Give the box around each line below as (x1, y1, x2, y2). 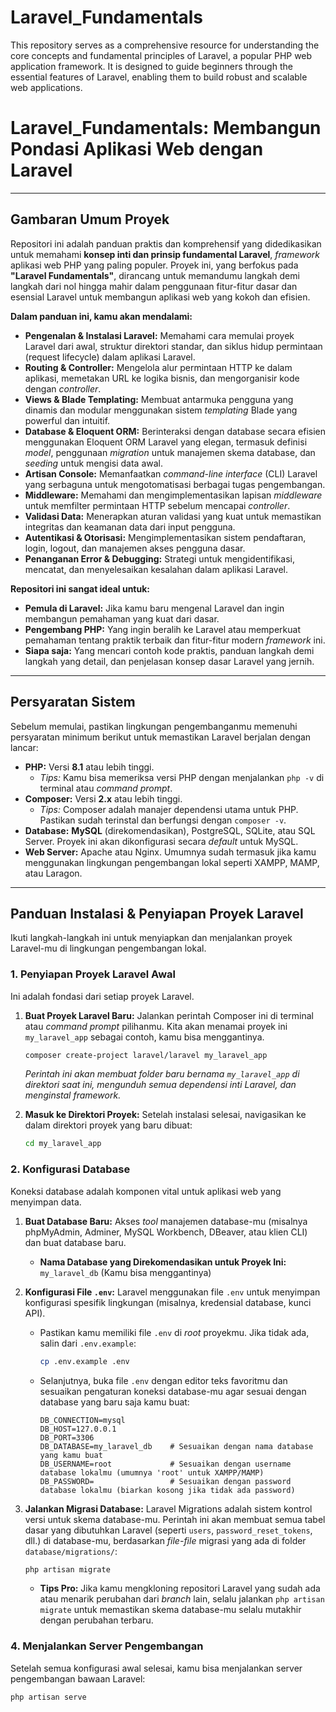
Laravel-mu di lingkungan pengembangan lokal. (10, 942, 207, 955)
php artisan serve (10, 1692, 87, 1702)
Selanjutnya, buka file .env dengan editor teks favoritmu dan (39, 1374, 288, 1386)
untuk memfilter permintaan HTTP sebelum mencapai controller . (24, 499, 291, 511)
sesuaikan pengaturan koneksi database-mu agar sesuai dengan (39, 1385, 307, 1397)
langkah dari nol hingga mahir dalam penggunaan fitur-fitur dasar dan (10, 280, 298, 292)
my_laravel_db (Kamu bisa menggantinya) (39, 1266, 212, 1278)
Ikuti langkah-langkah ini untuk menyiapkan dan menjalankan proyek (10, 932, 293, 944)
